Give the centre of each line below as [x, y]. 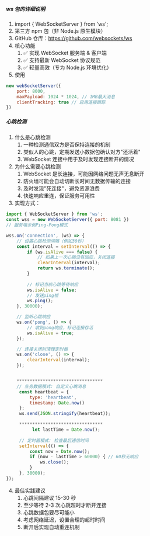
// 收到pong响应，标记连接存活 [60, 327]
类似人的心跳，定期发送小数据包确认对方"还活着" [82, 152]
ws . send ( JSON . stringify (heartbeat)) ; [65, 414]
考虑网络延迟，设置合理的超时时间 [64, 520]
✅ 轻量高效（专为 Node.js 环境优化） [67, 67]
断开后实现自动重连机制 [51, 527]
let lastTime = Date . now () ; [66, 430]
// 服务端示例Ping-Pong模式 [37, 225]
